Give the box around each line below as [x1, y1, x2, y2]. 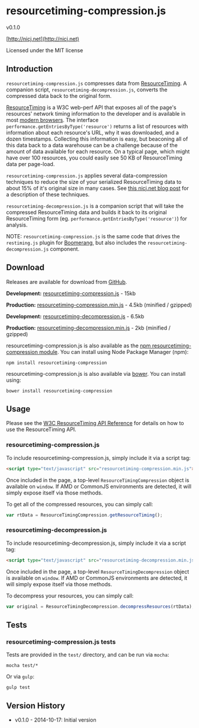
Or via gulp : [6, 673, 34, 680]
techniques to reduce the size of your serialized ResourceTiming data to [6, 178, 182, 185]
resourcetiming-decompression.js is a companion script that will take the [6, 202, 184, 209]
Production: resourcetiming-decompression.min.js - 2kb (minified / [6, 324, 171, 331]
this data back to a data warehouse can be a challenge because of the [6, 141, 178, 149]
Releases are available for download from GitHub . [6, 278, 127, 285]
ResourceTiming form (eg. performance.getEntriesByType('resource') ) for [6, 215, 188, 222]
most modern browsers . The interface [6, 116, 99, 123]
